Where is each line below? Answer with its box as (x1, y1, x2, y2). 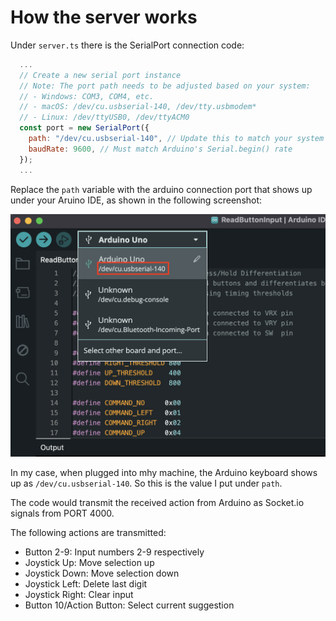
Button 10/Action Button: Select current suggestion (24, 599, 235, 611)
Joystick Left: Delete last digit (24, 577, 148, 590)
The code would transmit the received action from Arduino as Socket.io (10, 496, 305, 508)
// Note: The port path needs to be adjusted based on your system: (19, 81, 311, 91)
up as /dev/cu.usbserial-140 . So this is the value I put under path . (10, 477, 283, 489)
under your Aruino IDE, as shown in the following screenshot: (10, 194, 263, 206)
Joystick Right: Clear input (24, 588, 134, 600)
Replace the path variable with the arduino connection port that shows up (10, 183, 313, 195)
